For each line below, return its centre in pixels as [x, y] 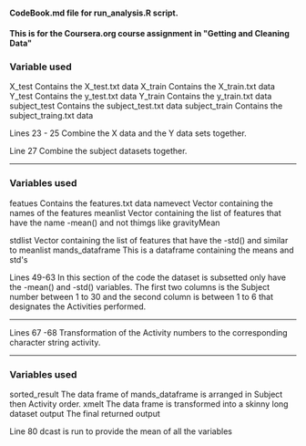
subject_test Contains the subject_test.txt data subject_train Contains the [146, 106]
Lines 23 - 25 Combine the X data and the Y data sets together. [128, 133]
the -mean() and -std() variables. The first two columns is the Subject [140, 286]
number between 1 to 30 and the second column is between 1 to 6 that [141, 296]
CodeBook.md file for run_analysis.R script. [94, 13]
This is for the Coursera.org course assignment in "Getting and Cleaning [149, 34]
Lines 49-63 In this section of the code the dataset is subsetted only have [148, 277]
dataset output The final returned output [85, 414]
